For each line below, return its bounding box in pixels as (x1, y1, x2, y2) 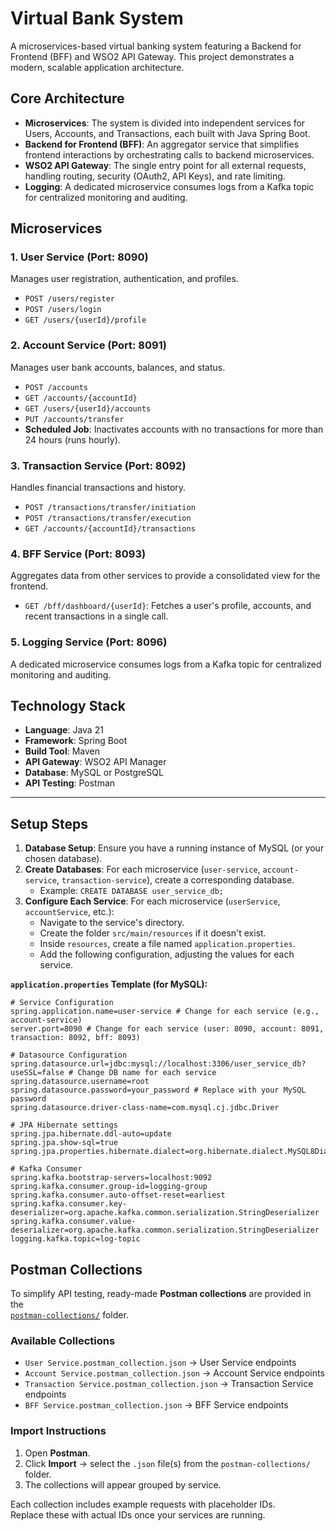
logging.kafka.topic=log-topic (10, 1234, 141, 1244)
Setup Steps (10, 815, 88, 832)
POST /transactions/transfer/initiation (24, 503, 196, 513)
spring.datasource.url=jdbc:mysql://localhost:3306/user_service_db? (10, 1059, 307, 1069)
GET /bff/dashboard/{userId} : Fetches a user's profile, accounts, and (24, 600, 312, 612)
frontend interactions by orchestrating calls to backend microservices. (24, 148, 315, 161)
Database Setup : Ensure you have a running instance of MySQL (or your (24, 842, 325, 854)
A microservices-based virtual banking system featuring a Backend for (10, 40, 302, 52)
